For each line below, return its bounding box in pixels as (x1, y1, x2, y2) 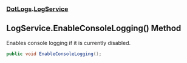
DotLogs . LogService (6, 5, 69, 13)
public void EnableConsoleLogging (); (6, 50, 102, 57)
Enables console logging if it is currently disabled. (6, 39, 131, 46)
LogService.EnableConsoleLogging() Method (6, 23, 182, 34)
